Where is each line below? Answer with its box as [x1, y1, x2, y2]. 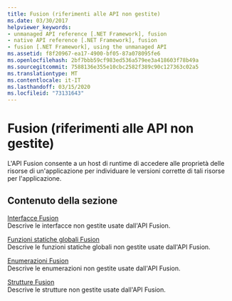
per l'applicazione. [7, 174, 62, 183]
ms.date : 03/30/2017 [7, 17, 69, 24]
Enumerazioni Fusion [7, 256, 69, 265]
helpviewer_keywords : [7, 23, 72, 31]
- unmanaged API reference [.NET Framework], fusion [7, 30, 167, 38]
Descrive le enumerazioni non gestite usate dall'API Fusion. [7, 264, 181, 273]
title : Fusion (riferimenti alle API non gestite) [7, 10, 161, 18]
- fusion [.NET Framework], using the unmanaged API [7, 43, 167, 51]
